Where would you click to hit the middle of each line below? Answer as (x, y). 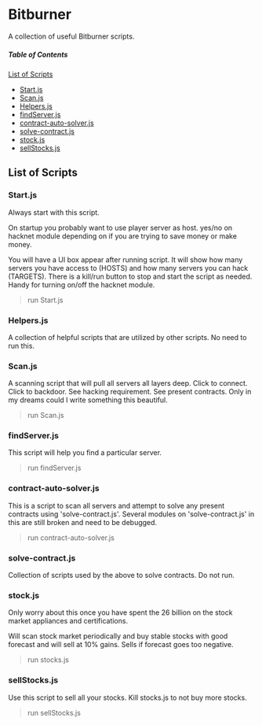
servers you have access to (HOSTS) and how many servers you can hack (128, 268)
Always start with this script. (54, 212)
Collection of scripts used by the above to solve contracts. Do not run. (122, 575)
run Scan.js (45, 416)
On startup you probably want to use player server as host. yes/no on (120, 227)
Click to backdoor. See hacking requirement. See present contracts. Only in (130, 392)
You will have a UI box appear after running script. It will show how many (126, 259)
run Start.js (45, 300)
